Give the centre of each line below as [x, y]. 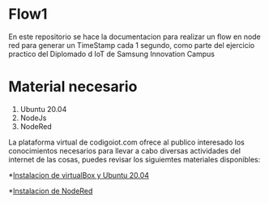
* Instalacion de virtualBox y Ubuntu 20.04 [79, 175]
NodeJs [33, 118]
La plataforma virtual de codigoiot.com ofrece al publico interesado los [126, 142]
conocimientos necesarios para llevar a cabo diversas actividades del [125, 150]
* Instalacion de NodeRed [51, 191]
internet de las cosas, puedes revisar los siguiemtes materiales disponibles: [134, 159]
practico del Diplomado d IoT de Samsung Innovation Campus [111, 54]
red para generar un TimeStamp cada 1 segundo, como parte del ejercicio [132, 45]
